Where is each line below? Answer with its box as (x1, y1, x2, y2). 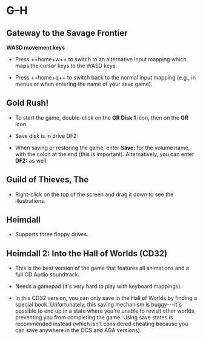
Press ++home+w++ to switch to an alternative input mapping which (15, 56, 187, 63)
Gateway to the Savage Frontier (6, 28, 128, 38)
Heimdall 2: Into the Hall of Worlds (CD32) (6, 248, 168, 259)
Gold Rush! (6, 98, 49, 108)
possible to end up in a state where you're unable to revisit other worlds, (15, 307, 196, 314)
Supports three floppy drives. (15, 231, 89, 238)
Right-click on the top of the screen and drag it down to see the (15, 191, 174, 198)
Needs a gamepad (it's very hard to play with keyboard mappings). (15, 283, 182, 290)
